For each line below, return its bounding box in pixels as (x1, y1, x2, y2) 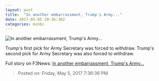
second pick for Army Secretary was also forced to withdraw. (5, 51, 134, 57)
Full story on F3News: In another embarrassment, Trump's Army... (5, 60, 144, 66)
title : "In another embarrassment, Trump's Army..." (5, 12, 123, 17)
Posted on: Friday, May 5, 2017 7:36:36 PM (17, 70, 108, 76)
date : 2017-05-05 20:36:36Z (5, 17, 65, 22)
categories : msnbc (5, 21, 44, 27)
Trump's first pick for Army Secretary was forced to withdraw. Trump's (5, 45, 154, 51)
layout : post (5, 7, 33, 13)
